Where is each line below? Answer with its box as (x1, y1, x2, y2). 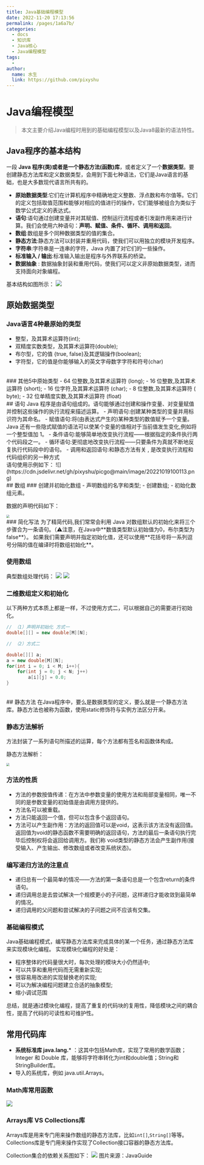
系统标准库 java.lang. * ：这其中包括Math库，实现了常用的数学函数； (15, 1046, 187, 1054)
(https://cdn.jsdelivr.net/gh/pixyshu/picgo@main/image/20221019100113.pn (6, 467, 195, 475)
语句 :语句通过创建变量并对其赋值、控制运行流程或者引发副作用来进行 (15, 214, 187, 221)
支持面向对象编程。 (15, 267, 64, 275)
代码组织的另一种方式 (6, 453, 59, 461)
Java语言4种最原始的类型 (6, 320, 81, 328)
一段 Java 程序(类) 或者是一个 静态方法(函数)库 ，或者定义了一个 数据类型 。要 (6, 163, 194, 171)
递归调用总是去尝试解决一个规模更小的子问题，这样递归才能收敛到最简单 (15, 891, 196, 898)
